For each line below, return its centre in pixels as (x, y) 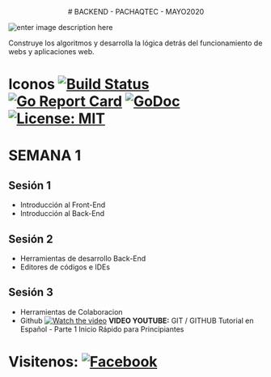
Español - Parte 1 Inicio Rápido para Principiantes (102, 329)
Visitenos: (44, 362)
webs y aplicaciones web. (51, 51)
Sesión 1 (30, 185)
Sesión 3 (31, 292)
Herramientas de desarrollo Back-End (83, 258)
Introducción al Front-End (63, 205)
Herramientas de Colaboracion (71, 311)
